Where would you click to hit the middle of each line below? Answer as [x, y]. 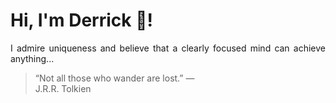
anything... [32, 58]
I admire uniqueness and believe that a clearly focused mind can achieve [168, 48]
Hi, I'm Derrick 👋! [81, 20]
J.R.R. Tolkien [63, 88]
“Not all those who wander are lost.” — [114, 78]
